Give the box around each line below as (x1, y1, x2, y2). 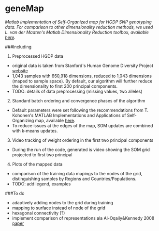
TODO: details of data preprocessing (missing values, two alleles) (12, 88, 143, 94)
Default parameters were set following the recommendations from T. (12, 107, 149, 113)
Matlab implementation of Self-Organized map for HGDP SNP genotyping (5, 19, 152, 25)
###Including (5, 44, 32, 49)
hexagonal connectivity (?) (12, 210, 65, 216)
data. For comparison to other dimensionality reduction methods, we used (5, 24, 153, 30)
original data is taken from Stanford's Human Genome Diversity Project (12, 63, 154, 68)
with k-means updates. (12, 128, 58, 133)
